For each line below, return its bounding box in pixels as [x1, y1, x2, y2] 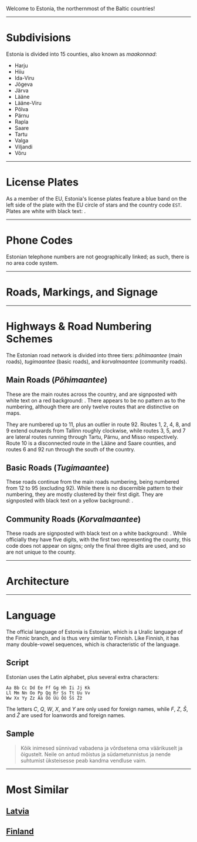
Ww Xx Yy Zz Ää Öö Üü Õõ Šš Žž [6, 695, 83, 701]
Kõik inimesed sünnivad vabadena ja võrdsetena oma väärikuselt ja [20, 744, 183, 751]
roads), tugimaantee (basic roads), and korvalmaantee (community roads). [6, 358, 188, 365]
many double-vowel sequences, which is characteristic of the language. [6, 641, 181, 648]
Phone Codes [6, 234, 73, 247]
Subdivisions [6, 31, 72, 45]
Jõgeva [14, 81, 33, 88]
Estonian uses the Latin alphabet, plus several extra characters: [6, 673, 159, 680]
